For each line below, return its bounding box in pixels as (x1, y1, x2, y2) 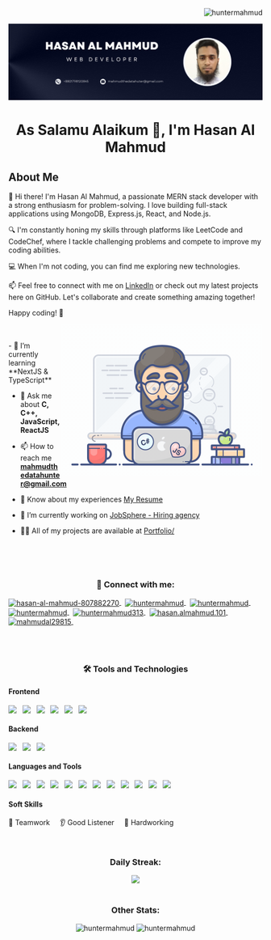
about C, (19, 400, 50, 409)
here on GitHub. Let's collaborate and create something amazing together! (8, 292, 256, 303)
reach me (19, 453, 52, 463)
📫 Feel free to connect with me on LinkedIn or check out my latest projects (8, 281, 259, 290)
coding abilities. (8, 245, 61, 255)
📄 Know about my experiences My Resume (19, 494, 164, 505)
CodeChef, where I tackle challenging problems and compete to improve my (8, 237, 261, 247)
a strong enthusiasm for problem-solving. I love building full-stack (8, 201, 227, 210)
